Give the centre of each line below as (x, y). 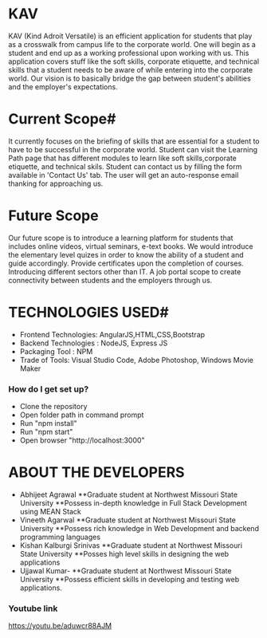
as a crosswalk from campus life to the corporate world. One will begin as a (132, 44)
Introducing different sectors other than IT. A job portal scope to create (125, 271)
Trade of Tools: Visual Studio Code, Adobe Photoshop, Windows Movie (136, 360)
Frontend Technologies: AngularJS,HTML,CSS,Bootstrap (112, 334)
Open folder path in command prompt (82, 415)
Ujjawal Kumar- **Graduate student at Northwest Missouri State (126, 570)
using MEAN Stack (51, 511)
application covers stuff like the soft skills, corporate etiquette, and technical (134, 61)
